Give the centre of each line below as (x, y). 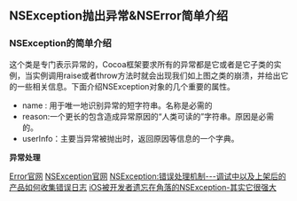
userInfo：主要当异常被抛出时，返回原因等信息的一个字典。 (130, 138)
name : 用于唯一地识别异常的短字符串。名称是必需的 (117, 105)
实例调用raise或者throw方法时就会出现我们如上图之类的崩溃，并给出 (156, 75)
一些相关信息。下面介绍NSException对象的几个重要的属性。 (125, 86)
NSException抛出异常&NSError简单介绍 (119, 16)
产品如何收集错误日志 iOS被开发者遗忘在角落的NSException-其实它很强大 (143, 187)
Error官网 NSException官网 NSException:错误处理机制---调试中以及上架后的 (148, 176)
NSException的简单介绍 (61, 43)
